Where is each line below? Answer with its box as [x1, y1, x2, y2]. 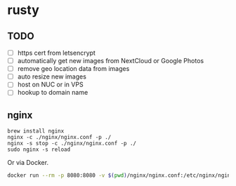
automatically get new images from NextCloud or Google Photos [17, 57, 204, 65]
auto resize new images [17, 72, 86, 81]
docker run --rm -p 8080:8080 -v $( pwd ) [7, 172, 128, 179]
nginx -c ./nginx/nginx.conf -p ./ [7, 134, 112, 141]
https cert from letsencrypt [17, 48, 96, 57]
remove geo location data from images [17, 65, 130, 73]
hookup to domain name [17, 88, 88, 97]
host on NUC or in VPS [17, 80, 84, 89]
